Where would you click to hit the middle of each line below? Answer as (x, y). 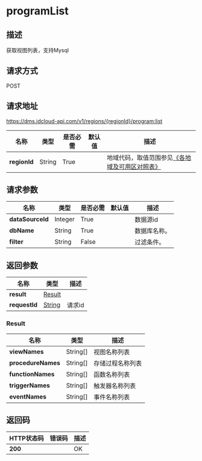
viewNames (26, 351)
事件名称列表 (112, 397)
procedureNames (35, 363)
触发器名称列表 (115, 385)
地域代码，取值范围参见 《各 (146, 157)
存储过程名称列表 (118, 363)
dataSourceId (29, 219)
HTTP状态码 (26, 438)
